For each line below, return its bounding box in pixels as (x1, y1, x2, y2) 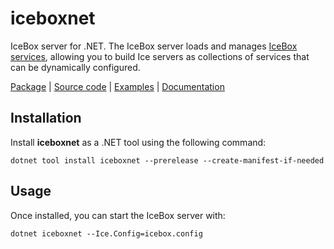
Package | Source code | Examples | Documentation (10, 80, 225, 92)
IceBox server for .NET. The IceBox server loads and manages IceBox (10, 40, 298, 52)
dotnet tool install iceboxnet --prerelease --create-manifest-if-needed (10, 155, 325, 166)
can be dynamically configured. (10, 61, 141, 73)
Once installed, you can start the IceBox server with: (10, 209, 226, 221)
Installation (10, 110, 82, 127)
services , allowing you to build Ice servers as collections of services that (10, 50, 310, 62)
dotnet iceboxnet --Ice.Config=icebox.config (10, 228, 203, 239)
